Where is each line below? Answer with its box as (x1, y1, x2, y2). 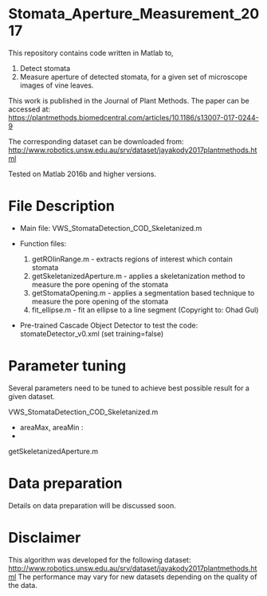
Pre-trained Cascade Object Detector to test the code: (19, 320, 198, 330)
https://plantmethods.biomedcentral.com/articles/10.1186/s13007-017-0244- (8, 112, 259, 122)
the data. (8, 580, 37, 590)
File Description (8, 197, 116, 215)
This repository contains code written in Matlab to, (8, 48, 174, 57)
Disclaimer (8, 528, 81, 547)
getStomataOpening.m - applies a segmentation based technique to (31, 288, 255, 297)
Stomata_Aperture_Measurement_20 (8, 5, 260, 23)
